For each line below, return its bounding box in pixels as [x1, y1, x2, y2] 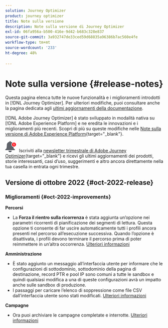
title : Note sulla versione [5, 19, 64, 24]
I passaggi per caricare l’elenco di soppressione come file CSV [12, 287, 142, 293]
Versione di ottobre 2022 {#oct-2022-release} [5, 178, 154, 187]
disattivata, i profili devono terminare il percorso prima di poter [12, 236, 142, 242]
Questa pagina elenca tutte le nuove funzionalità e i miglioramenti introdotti [5, 94, 160, 100]
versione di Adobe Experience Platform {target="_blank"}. [5, 131, 124, 137]
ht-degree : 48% [5, 50, 37, 55]
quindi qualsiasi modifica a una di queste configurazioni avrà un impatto [12, 277, 161, 283]
